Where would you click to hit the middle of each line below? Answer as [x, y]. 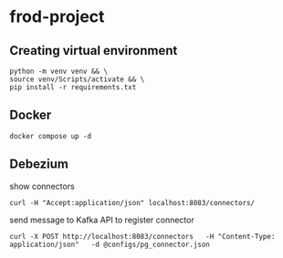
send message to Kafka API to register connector [102, 220]
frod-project [57, 17]
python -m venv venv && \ [58, 71]
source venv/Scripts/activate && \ [77, 79]
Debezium [39, 165]
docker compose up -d [51, 136]
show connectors [42, 186]
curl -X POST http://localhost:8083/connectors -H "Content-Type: [142, 236]
